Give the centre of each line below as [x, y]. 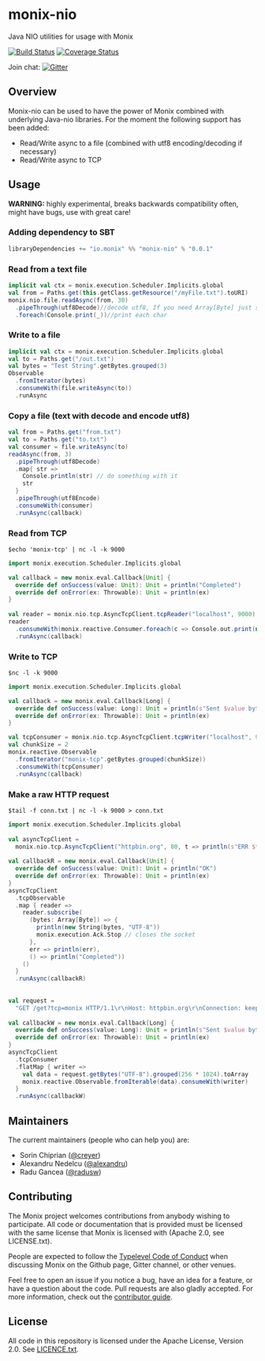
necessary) [38, 151]
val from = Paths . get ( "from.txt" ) [65, 432]
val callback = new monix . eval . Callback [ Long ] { [90, 701]
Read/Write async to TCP [60, 160]
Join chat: [24, 67]
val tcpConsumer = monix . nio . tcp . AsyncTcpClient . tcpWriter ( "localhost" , [130, 737]
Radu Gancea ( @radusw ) [60, 1171]
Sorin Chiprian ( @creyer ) [60, 1155]
